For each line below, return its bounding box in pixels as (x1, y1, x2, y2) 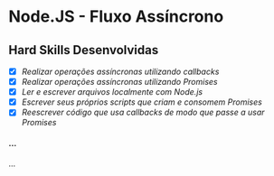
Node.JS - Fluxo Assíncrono (8, 6, 224, 27)
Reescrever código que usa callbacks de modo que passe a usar (21, 107, 265, 118)
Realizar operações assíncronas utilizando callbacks (21, 66, 220, 77)
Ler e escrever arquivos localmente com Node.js (21, 87, 203, 97)
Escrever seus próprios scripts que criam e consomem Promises (21, 97, 263, 107)
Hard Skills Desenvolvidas (8, 42, 159, 58)
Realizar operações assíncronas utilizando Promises (21, 77, 218, 88)
